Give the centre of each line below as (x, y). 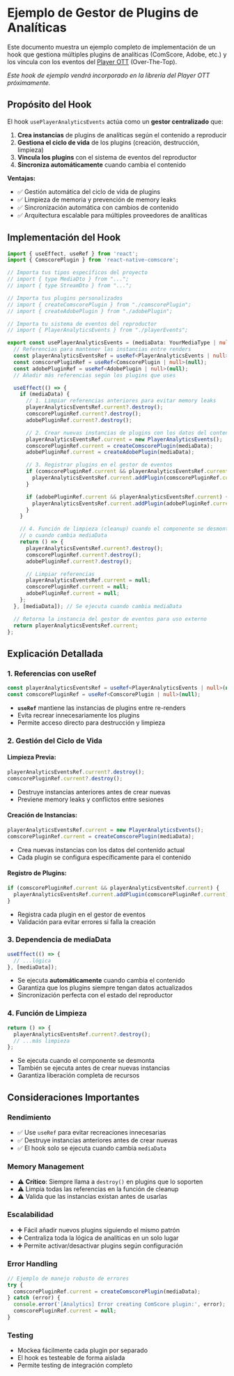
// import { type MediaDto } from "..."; (68, 279)
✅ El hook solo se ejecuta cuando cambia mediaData (92, 1148)
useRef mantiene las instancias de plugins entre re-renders (101, 708)
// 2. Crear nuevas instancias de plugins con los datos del (116, 433)
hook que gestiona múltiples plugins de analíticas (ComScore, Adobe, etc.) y (117, 54)
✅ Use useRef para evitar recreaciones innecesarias (92, 1132)
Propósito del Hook (49, 105)
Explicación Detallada (55, 653)
